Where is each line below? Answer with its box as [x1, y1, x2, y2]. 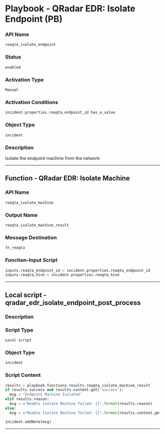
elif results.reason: [5, 397, 50, 402]
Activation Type [5, 76, 44, 83]
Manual [5, 87, 19, 93]
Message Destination [5, 234, 57, 241]
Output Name [5, 212, 38, 218]
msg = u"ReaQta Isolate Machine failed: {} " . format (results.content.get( [9, 410, 164, 415]
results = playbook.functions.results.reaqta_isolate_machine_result [5, 383, 151, 388]
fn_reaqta [5, 245, 26, 251]
